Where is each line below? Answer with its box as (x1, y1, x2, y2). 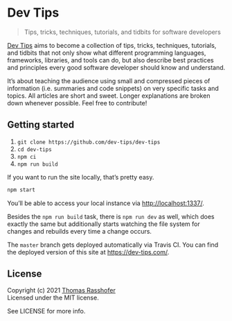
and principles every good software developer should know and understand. (7, 63, 226, 71)
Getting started (7, 119, 75, 131)
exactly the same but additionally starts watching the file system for (7, 220, 200, 228)
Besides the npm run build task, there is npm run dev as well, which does (7, 212, 215, 220)
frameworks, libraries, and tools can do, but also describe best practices (7, 55, 214, 64)
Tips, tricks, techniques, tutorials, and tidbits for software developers (24, 28, 222, 36)
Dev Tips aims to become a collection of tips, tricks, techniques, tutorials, (7, 41, 217, 49)
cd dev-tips (17, 146, 52, 153)
